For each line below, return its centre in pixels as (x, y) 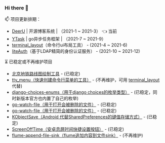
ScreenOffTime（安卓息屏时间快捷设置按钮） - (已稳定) (68, 129)
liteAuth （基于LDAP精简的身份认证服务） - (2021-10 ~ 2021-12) (76, 51)
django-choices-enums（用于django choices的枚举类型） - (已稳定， (82, 92)
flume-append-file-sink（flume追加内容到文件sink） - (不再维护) (77, 136)
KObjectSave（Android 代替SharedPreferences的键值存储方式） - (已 (82, 117)
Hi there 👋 (17, 8)
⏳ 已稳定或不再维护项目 (29, 62)
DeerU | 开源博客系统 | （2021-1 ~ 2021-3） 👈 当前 (64, 31)
